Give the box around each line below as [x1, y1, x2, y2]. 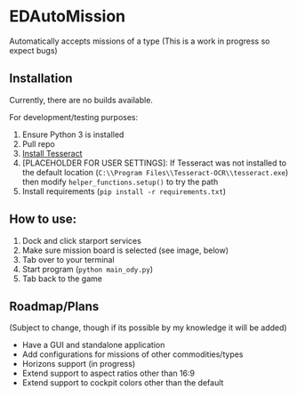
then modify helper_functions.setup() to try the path [21, 176, 219, 187]
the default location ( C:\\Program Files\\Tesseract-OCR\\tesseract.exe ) [21, 166, 289, 177]
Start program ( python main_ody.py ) [21, 263, 154, 274]
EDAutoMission [9, 6, 126, 27]
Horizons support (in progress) [21, 359, 136, 369]
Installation [9, 71, 73, 86]
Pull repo [21, 138, 55, 149]
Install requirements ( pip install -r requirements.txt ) [21, 185, 227, 197]
